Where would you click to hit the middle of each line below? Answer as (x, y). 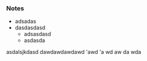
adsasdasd (37, 34)
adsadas (25, 22)
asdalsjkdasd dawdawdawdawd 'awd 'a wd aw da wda (74, 52)
